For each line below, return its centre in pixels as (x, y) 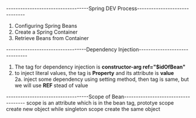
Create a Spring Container (46, 32)
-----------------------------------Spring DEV (61, 8)
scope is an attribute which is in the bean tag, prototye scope (100, 103)
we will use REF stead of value (51, 85)
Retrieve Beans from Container (51, 38)
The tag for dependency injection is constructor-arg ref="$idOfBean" (100, 67)
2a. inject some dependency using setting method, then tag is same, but (102, 79)
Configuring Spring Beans (46, 26)
